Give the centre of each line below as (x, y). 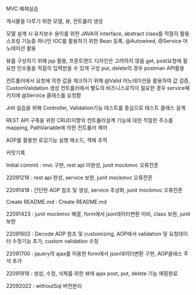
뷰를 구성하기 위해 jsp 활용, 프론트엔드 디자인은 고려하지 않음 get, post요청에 (94, 61)
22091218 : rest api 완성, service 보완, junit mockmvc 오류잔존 (80, 177)
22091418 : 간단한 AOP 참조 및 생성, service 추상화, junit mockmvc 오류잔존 (94, 190)
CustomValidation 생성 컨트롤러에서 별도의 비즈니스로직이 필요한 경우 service (96, 88)
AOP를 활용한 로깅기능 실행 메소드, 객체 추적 (57, 140)
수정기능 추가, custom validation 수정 (55, 241)
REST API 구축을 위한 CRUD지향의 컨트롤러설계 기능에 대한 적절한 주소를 (89, 120)
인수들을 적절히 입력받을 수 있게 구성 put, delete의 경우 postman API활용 (101, 68)
